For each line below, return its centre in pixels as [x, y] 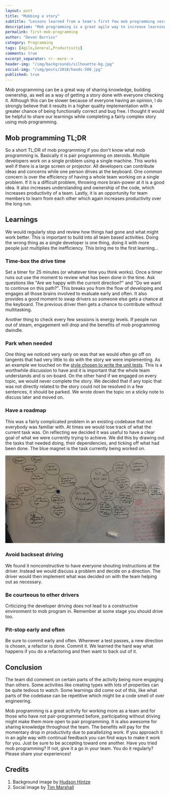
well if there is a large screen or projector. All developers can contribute [80, 166]
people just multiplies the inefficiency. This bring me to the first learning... [82, 248]
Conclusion [24, 667]
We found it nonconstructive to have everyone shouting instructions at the [82, 565]
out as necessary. [24, 582]
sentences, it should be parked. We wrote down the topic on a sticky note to [85, 392]
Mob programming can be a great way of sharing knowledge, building [78, 90]
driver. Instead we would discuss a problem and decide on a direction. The [83, 571]
